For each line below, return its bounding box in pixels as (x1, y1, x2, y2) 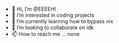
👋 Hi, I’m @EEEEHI (11, 6, 56, 12)
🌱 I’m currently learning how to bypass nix (11, 18, 114, 24)
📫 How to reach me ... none (11, 31, 80, 37)
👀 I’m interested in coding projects (11, 12, 95, 19)
